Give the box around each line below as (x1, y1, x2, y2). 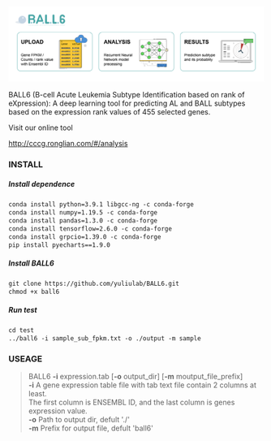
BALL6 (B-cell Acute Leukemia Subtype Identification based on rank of (8, 90, 245, 100)
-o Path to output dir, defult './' (28, 415, 130, 425)
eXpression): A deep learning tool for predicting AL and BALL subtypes (8, 98, 246, 108)
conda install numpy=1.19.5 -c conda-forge (8, 209, 158, 217)
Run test (8, 305, 38, 314)
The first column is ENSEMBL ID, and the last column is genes (28, 397, 235, 408)
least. (28, 389, 47, 399)
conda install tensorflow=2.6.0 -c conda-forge (8, 225, 173, 233)
